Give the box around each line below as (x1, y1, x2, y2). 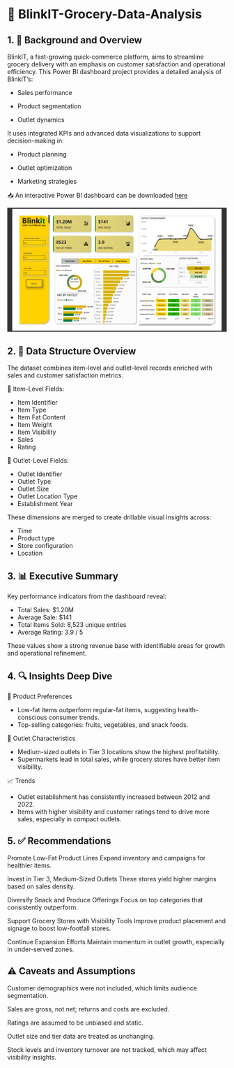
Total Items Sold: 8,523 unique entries (17, 621, 127, 629)
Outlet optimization (17, 164, 72, 172)
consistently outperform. (7, 903, 78, 911)
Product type (17, 534, 55, 542)
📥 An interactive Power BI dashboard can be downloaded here (7, 192, 188, 199)
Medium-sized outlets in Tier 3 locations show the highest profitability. (17, 747, 220, 756)
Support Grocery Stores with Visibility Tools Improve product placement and (7, 916, 226, 925)
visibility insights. (7, 1053, 57, 1061)
